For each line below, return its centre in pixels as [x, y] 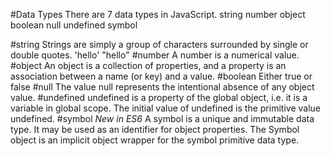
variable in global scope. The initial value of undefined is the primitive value [165, 108]
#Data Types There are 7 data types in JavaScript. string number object [158, 14]
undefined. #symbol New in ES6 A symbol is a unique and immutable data [162, 118]
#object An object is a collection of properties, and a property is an [148, 65]
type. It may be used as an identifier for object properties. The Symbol [155, 129]
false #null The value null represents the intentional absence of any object [162, 87]
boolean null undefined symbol [74, 25]
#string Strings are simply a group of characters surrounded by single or [159, 44]
